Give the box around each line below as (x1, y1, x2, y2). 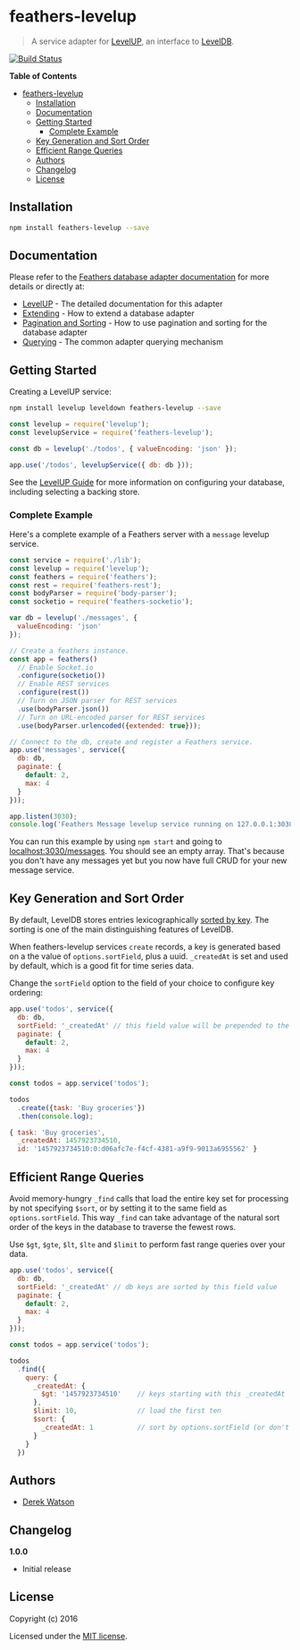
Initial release (21, 1564, 71, 1575)
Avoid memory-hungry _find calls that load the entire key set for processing (9, 1193, 289, 1204)
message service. (9, 865, 75, 876)
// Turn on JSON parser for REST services (17, 697, 178, 705)
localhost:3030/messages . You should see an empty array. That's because (9, 846, 286, 857)
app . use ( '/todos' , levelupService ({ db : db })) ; (9, 460, 194, 469)
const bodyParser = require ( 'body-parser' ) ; (9, 589, 178, 598)
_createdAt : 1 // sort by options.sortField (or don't (41, 1423, 290, 1432)
